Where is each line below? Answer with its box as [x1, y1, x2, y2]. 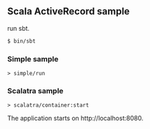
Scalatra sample [7, 86, 64, 96]
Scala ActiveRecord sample [7, 6, 130, 17]
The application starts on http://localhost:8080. [7, 114, 144, 123]
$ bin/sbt [7, 38, 36, 45]
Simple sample [7, 54, 59, 63]
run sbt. [7, 24, 30, 32]
